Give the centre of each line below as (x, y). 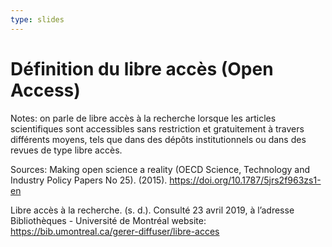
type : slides (37, 19)
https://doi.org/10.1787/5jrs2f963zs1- (245, 180)
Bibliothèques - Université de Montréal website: (108, 220)
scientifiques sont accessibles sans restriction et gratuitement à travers (157, 128)
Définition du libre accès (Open (142, 68)
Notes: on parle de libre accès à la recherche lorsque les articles (143, 118)
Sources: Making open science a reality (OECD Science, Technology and (160, 169)
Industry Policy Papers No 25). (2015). (89, 180)
